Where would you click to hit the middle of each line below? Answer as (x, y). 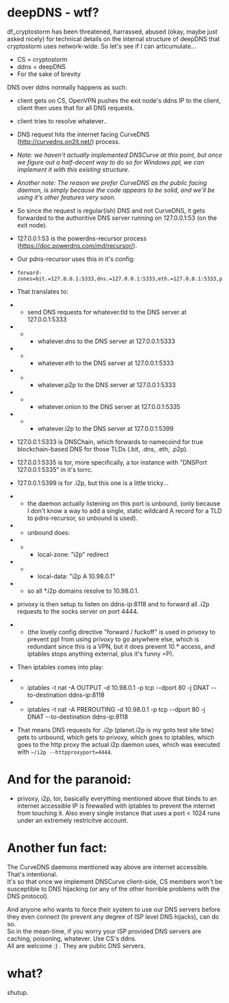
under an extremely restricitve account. (72, 820)
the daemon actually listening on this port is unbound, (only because (124, 503)
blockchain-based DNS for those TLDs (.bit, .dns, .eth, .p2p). (103, 449)
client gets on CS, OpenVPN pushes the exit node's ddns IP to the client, (119, 100)
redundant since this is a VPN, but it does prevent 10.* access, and (121, 646)
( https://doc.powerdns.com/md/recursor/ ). (77, 245)
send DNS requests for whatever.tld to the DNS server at (107, 312)
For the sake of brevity (49, 74)
